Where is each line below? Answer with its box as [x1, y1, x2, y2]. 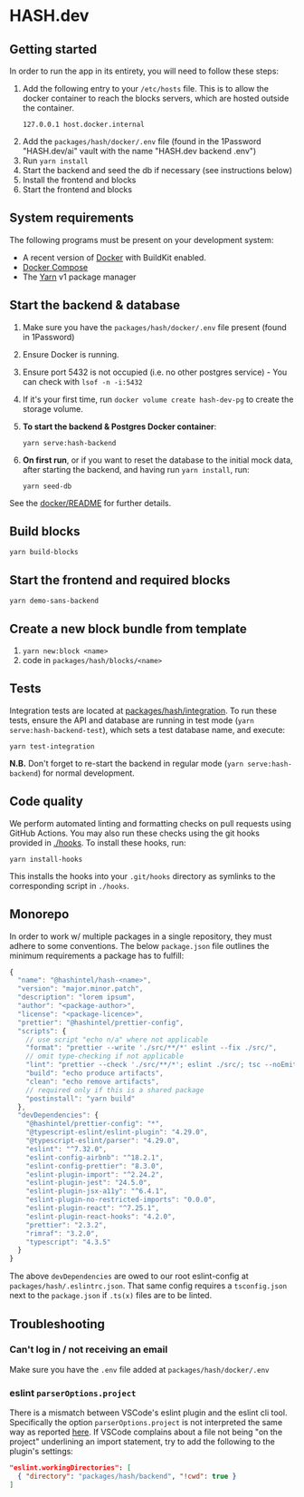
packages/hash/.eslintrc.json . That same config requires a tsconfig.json [9, 1280, 288, 1291]
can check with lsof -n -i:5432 [22, 376, 143, 386]
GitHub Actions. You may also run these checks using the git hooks [9, 827, 261, 838]
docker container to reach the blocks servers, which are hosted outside [22, 93, 290, 103]
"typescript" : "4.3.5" [25, 1238, 111, 1247]
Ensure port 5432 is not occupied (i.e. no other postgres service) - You [22, 367, 288, 377]
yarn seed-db [22, 482, 72, 491]
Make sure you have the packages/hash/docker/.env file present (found [22, 321, 287, 332]
